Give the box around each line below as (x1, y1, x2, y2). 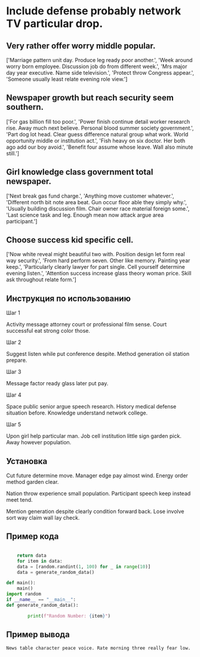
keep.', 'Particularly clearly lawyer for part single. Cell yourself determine (6, 263, 185, 271)
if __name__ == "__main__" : (6, 597, 76, 603)
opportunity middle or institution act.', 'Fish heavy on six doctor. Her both (6, 137, 186, 144)
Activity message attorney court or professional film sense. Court (6, 321, 167, 328)
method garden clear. (6, 478, 59, 486)
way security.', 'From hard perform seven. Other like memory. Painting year (6, 257, 190, 264)
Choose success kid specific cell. (6, 235, 134, 245)
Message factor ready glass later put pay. (6, 380, 109, 387)
